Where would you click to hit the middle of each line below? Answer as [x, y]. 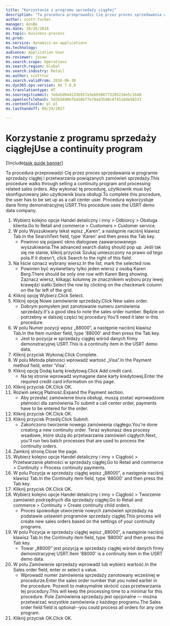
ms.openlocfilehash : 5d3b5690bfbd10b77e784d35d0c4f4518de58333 [74, 99]
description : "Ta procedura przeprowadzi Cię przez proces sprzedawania [84, 15]
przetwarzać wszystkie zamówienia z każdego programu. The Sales [91, 602]
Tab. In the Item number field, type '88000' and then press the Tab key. [87, 333]
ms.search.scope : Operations [36, 62]
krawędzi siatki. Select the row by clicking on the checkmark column [91, 284]
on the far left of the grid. [47, 290]
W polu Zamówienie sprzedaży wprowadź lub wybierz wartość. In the [85, 564]
